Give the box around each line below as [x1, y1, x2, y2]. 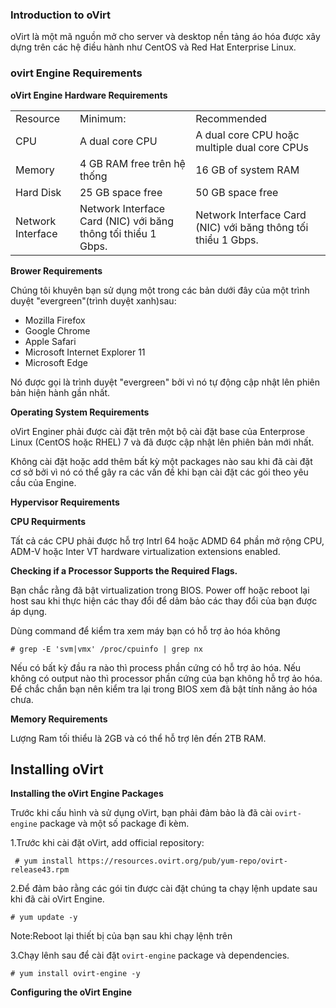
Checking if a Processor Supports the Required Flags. [10, 564, 238, 577]
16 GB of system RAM [195, 163, 300, 177]
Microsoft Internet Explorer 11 [24, 346, 146, 358]
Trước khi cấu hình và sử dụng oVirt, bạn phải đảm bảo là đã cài [10, 807, 273, 819]
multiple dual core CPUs [195, 140, 309, 154]
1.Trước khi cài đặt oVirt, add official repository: [10, 837, 205, 849]
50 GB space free [195, 185, 279, 199]
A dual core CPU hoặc [195, 128, 300, 142]
